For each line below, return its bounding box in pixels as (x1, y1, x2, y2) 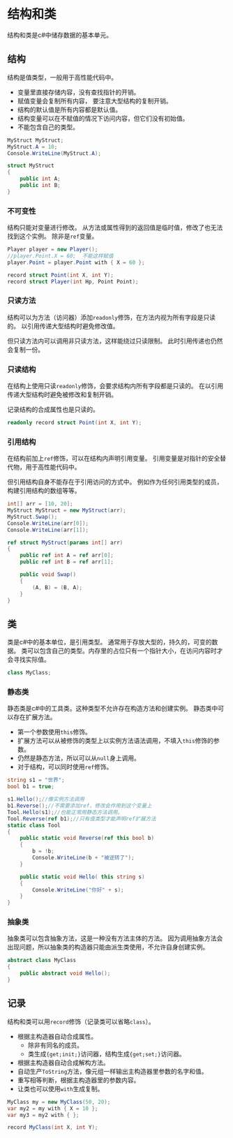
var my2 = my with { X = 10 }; (7, 1104, 98, 1112)
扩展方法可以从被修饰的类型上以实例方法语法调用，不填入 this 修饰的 (17, 737, 214, 745)
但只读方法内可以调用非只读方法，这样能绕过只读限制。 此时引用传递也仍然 (7, 337, 223, 345)
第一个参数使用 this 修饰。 (17, 727, 92, 737)
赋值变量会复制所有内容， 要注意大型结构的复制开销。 (17, 96, 172, 105)
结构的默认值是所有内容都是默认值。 (17, 105, 122, 114)
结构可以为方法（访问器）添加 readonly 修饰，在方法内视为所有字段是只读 (7, 313, 216, 321)
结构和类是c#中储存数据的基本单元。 (7, 31, 113, 39)
